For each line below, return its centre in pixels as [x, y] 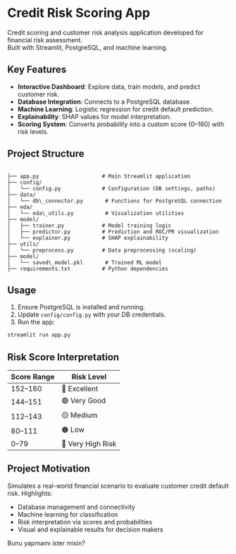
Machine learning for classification [68, 514]
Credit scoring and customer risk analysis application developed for [106, 32]
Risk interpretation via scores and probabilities [85, 522]
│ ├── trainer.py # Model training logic [89, 226]
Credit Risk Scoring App [79, 13]
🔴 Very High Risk [89, 444]
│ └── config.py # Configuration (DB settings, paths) [112, 188]
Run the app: [36, 322]
